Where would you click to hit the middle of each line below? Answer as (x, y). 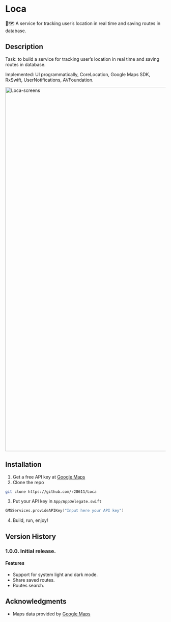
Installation (23, 464)
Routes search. (28, 585)
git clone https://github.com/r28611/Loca (51, 492)
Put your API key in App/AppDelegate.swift (57, 501)
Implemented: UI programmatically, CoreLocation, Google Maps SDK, (78, 74)
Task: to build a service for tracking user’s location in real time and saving (82, 59)
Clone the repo (28, 482)
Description (24, 47)
